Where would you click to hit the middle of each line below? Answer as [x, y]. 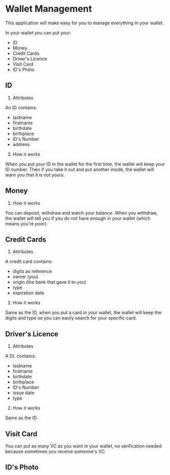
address [21, 144]
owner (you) [25, 277]
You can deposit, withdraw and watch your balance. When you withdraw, [81, 213]
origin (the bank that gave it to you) [49, 282]
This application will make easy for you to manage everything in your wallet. [84, 23]
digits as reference [32, 272]
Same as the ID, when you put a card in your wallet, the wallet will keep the [83, 313]
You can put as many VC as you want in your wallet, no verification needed [83, 446]
